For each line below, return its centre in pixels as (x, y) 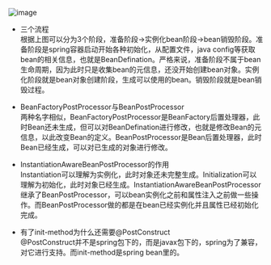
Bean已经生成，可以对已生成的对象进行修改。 (96, 147)
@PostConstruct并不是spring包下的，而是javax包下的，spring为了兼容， (141, 242)
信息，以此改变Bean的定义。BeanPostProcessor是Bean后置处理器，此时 (141, 137)
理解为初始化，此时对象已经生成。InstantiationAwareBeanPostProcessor (140, 185)
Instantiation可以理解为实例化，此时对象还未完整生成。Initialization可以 (138, 175)
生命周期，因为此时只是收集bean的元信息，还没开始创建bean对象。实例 (140, 69)
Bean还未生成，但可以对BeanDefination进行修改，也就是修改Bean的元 (144, 127)
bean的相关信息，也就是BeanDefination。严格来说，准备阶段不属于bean (140, 59)
